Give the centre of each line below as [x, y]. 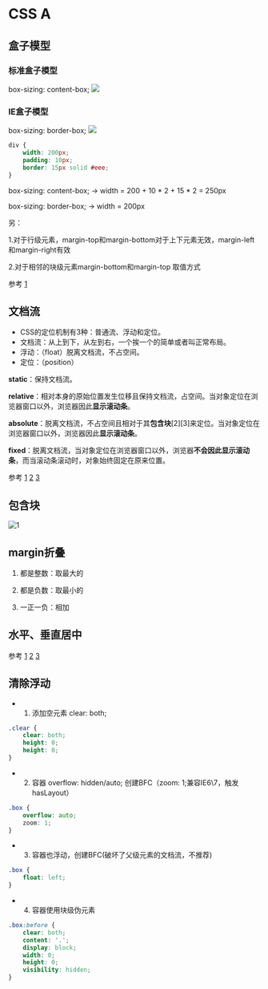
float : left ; [44, 878]
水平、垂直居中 [45, 635]
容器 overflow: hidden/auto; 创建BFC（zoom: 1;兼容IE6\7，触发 [135, 782]
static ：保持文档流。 [43, 379]
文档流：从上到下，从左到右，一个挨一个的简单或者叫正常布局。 [125, 343]
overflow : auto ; [50, 815]
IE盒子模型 [28, 111]
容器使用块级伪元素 [64, 910]
